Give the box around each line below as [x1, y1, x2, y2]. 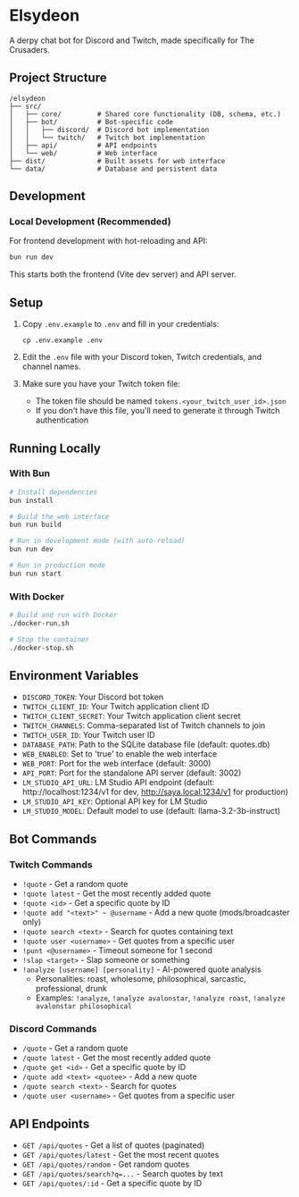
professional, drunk [35, 984, 107, 994]
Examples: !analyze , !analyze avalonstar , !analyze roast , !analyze [35, 992, 286, 1003]
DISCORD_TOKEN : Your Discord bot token [21, 691, 164, 702]
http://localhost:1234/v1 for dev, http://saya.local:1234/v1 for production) [21, 787, 288, 798]
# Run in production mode [9, 561, 105, 570]
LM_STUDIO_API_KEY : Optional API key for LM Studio [21, 796, 208, 807]
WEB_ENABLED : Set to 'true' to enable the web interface [21, 749, 218, 759]
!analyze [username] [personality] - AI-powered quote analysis [21, 964, 262, 975]
